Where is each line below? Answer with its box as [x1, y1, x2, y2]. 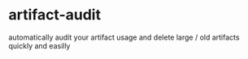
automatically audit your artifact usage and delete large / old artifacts [8, 32, 240, 42]
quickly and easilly [8, 40, 71, 50]
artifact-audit [8, 6, 102, 24]
